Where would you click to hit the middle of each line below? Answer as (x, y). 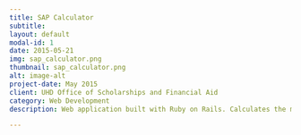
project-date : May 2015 (54, 84)
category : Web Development (60, 101)
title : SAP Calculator (52, 17)
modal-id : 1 (31, 42)
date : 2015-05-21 (42, 51)
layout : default (39, 34)
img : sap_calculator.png (56, 59)
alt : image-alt (38, 76)
